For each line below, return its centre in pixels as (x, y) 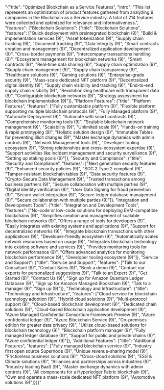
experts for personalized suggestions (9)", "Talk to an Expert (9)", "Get (76, 273)
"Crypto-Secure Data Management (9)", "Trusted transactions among (75, 179)
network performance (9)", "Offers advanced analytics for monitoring (75, 252)
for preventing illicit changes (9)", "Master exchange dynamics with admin (80, 137)
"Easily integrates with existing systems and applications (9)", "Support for (80, 226)
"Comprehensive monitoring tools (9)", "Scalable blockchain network (75, 122)
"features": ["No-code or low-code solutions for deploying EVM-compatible (82, 210)
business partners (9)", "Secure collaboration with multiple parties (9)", (77, 184)
